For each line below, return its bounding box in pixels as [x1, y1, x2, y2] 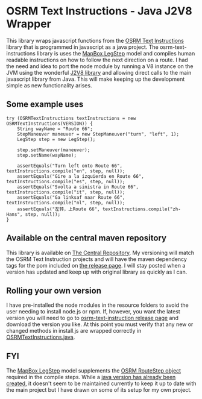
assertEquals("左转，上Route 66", [17, 206, 101, 212]
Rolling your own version [6, 285, 101, 296]
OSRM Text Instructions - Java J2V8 [6, 4, 192, 18]
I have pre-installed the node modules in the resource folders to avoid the [6, 301, 189, 309]
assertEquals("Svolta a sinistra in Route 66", [17, 184, 139, 190]
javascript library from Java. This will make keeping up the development [6, 75, 185, 83]
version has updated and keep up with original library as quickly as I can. [6, 268, 188, 275]
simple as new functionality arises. [6, 81, 92, 89]
